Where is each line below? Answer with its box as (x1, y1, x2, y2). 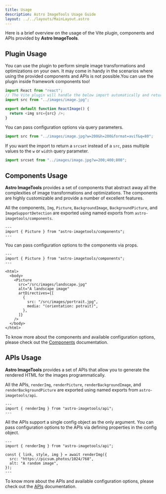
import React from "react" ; (5, 88, 63, 93)
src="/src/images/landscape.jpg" (18, 282, 87, 287)
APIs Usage (5, 353, 42, 362)
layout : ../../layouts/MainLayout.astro (5, 16, 90, 21)
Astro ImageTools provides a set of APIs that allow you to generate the (5, 367, 150, 373)
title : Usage (5, 7, 32, 12)
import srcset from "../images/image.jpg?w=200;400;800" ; (5, 158, 127, 163)
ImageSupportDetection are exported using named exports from (5, 210, 134, 216)
